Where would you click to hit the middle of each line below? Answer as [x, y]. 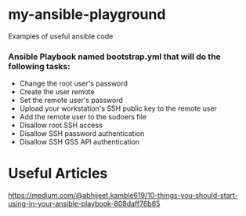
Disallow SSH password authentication [82, 134]
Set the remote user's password [71, 101]
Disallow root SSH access [61, 125]
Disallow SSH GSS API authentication [79, 142]
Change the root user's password [73, 83]
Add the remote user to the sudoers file [83, 117]
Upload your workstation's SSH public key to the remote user [118, 108]
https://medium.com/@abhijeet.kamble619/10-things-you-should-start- [123, 196]
